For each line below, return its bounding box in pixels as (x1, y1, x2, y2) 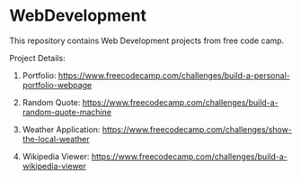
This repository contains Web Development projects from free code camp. (9, 35, 285, 46)
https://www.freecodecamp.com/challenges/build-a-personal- (58, 69, 290, 81)
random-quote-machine (22, 106, 112, 117)
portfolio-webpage (22, 79, 93, 90)
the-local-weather (22, 133, 90, 144)
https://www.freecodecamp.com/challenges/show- (102, 123, 292, 135)
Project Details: (9, 52, 66, 63)
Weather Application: (22, 123, 101, 135)
